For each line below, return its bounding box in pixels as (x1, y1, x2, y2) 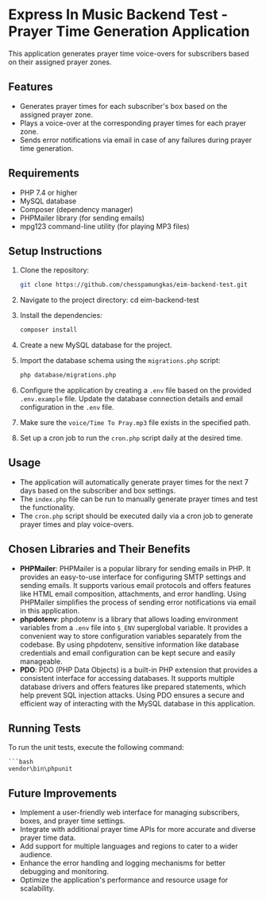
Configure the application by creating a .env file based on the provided (19, 385, 252, 395)
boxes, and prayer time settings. (19, 816, 125, 826)
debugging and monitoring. (19, 867, 110, 876)
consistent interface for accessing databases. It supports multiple (19, 673, 235, 683)
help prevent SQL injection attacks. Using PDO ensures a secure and (19, 690, 245, 700)
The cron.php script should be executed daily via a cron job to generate (19, 511, 253, 520)
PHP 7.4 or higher (19, 188, 78, 197)
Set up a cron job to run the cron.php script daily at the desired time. (19, 433, 244, 443)
